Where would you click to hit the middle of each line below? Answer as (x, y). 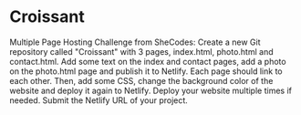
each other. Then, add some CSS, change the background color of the (141, 80)
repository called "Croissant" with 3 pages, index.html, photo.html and (141, 51)
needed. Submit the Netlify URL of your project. (99, 100)
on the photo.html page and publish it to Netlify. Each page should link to (146, 71)
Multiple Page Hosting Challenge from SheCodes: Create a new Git (135, 42)
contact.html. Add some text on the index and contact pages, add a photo (148, 61)
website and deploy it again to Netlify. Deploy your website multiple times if (150, 90)
